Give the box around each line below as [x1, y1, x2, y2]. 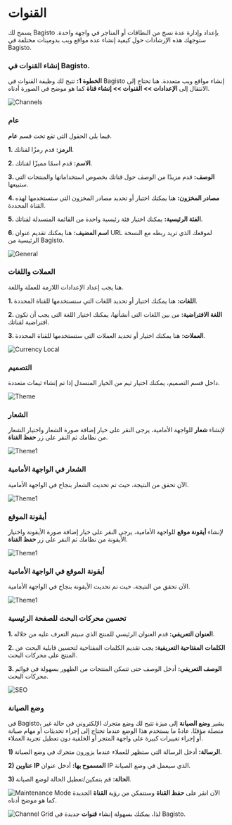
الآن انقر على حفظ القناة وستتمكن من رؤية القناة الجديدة [72, 788, 221, 797]
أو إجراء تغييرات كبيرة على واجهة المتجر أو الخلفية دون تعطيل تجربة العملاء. [8, 733, 203, 742]
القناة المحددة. [8, 201, 46, 209]
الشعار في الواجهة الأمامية [8, 465, 86, 474]
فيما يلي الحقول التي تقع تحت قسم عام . [8, 132, 112, 140]
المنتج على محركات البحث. [8, 650, 78, 659]
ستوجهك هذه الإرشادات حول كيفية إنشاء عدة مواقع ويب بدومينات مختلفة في [8, 35, 207, 44]
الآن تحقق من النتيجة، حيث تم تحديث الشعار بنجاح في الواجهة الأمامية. [8, 480, 189, 489]
